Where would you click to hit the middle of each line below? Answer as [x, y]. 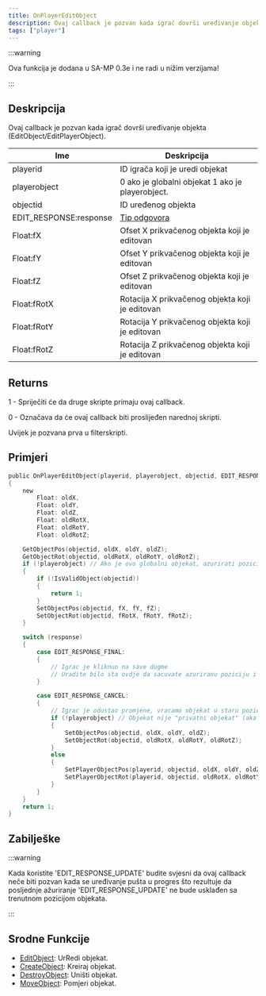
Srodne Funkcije [49, 938]
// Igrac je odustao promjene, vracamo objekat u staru [144, 711]
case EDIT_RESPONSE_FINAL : [81, 652]
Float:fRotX [33, 304]
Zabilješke [34, 838]
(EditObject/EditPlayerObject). [57, 137]
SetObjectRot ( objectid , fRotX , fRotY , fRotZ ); [115, 616]
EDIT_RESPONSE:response [62, 217]
